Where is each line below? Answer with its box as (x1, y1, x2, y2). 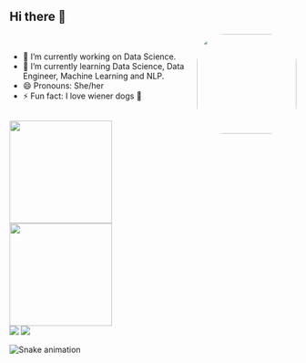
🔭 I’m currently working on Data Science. (22, 51, 177, 62)
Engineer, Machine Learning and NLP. (22, 70, 165, 81)
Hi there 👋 (9, 9, 66, 25)
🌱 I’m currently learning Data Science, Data (22, 60, 185, 71)
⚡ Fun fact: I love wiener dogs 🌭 (22, 90, 143, 101)
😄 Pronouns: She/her (22, 79, 105, 91)
